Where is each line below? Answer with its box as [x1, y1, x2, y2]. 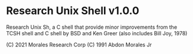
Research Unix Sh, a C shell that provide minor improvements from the [6, 23, 178, 31]
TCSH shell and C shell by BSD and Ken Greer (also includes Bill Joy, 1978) [6, 29, 188, 36]
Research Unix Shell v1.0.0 [6, 4, 140, 18]
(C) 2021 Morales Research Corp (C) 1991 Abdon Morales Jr [6, 41, 152, 48]
